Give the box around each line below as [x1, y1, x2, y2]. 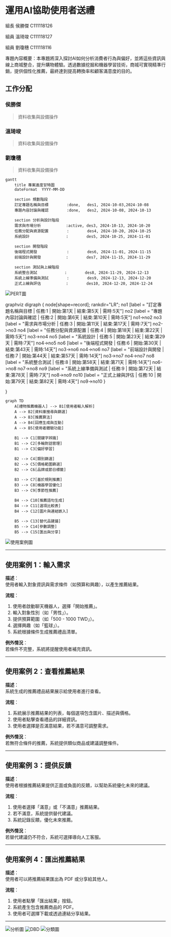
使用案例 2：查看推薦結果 [5, 667, 85, 676]
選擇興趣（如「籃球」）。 [12, 622, 62, 628]
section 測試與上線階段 [14, 265, 60, 270]
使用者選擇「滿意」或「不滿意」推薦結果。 [12, 804, 102, 810]
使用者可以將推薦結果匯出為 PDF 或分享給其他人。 [5, 876, 110, 882]
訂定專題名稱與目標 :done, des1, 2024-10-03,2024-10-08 [14, 203, 149, 208]
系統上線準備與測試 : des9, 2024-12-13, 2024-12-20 [14, 276, 151, 281]
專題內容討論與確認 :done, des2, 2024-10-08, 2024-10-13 [14, 208, 151, 213]
